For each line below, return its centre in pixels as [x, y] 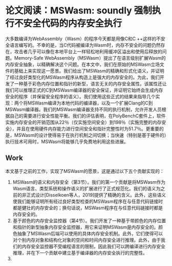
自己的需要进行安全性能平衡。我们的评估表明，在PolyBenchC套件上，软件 [88, 116]
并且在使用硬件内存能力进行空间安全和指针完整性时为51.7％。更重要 [88, 129]
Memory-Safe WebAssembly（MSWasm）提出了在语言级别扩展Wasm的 [90, 58]
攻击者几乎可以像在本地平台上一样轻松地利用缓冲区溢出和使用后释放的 [88, 51]
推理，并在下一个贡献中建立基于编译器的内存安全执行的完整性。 [80, 253]
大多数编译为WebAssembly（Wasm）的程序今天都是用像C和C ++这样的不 [83, 39]
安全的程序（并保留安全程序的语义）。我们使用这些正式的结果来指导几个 [80, 96]
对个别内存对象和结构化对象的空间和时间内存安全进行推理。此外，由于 [87, 240]
